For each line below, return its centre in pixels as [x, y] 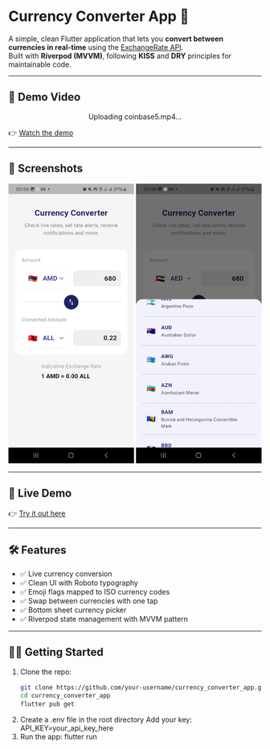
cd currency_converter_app [65, 696]
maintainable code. [40, 64]
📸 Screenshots [46, 169]
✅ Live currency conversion [66, 574]
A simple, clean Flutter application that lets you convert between [116, 39]
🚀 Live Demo [40, 494]
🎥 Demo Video [45, 97]
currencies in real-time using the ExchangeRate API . [96, 47]
